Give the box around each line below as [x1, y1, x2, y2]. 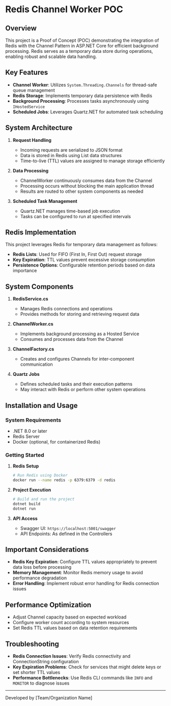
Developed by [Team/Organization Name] [5, 695, 93, 701]
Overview [5, 24, 37, 33]
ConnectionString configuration [12, 659, 79, 665]
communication [20, 361, 53, 367]
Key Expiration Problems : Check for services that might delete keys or [12, 664, 161, 670]
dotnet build [12, 501, 41, 507]
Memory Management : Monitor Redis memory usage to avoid [12, 570, 144, 576]
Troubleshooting [5, 639, 60, 648]
